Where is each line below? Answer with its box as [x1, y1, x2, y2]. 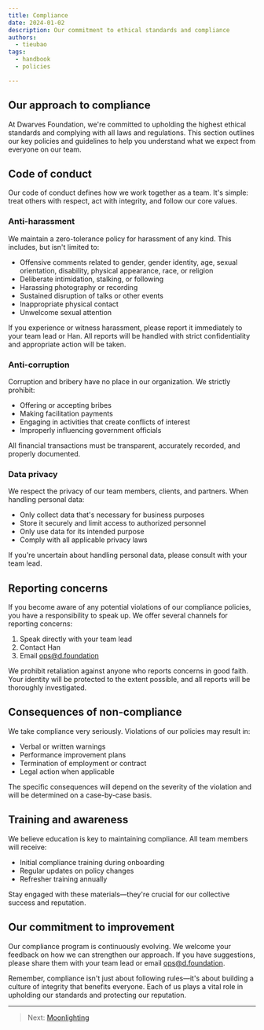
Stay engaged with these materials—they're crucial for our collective [8, 889, 230, 899]
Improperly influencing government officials [19, 425, 162, 434]
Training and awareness [8, 813, 129, 827]
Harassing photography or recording [19, 282, 138, 291]
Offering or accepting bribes [19, 400, 112, 409]
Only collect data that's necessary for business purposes [19, 510, 205, 519]
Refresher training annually [19, 874, 108, 884]
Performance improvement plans [19, 750, 126, 759]
